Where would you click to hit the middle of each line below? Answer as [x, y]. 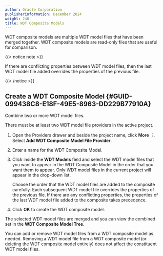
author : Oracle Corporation [34, 10]
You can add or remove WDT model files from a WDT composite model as [79, 234]
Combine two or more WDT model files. [45, 116]
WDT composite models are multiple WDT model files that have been [74, 37]
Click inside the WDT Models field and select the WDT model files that [83, 159]
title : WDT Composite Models [35, 23]
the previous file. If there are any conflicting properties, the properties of [85, 195]
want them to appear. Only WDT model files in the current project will [81, 170]
